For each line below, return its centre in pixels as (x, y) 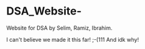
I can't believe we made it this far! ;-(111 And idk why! (72, 39)
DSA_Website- (44, 11)
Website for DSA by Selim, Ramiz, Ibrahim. (59, 28)
